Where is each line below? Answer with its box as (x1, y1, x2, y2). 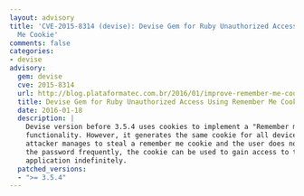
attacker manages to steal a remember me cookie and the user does (25, 139, 285, 148)
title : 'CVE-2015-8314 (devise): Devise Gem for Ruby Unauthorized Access (9, 22, 298, 31)
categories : (9, 47, 54, 56)
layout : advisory (9, 13, 75, 23)
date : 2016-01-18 (17, 106, 83, 115)
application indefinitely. (25, 155, 128, 165)
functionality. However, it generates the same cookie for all (25, 131, 270, 140)
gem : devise (17, 72, 63, 81)
